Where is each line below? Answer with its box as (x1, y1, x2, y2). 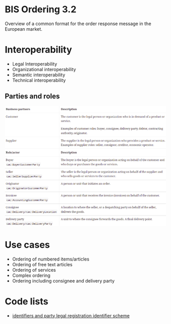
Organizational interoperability (12, 66, 76, 72)
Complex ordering (12, 272, 51, 278)
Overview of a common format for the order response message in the (5, 20, 152, 27)
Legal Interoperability (12, 60, 57, 67)
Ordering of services (12, 267, 56, 273)
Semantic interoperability (12, 72, 66, 78)
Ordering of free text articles (12, 261, 73, 267)
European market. (5, 26, 42, 32)
